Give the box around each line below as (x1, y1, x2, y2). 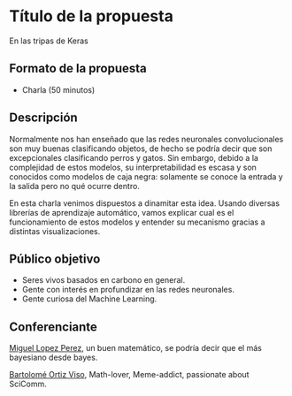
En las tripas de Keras (9, 35, 88, 46)
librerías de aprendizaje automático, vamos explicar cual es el (9, 207, 234, 217)
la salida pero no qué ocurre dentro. (9, 180, 140, 191)
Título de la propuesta (9, 6, 174, 27)
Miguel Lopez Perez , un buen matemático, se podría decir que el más (9, 343, 263, 354)
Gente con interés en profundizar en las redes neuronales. (21, 285, 234, 295)
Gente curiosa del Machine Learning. (21, 293, 158, 304)
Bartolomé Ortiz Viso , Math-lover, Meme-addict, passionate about (9, 369, 250, 380)
